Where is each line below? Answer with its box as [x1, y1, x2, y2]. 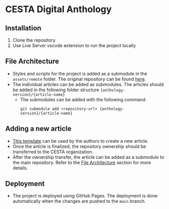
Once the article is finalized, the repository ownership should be [12, 143, 146, 149]
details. [12, 164, 28, 171]
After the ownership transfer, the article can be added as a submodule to [12, 154, 164, 160]
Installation [5, 24, 41, 32]
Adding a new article [5, 124, 72, 133]
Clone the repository [12, 37, 56, 43]
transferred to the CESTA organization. [12, 148, 94, 155]
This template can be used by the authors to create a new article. [12, 138, 149, 144]
